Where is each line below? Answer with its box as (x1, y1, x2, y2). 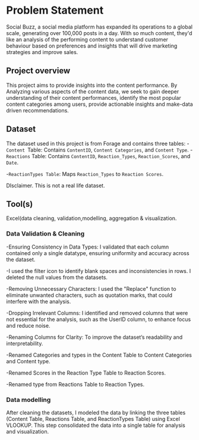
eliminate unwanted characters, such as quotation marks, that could (6, 291, 172, 298)
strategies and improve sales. (6, 48, 78, 55)
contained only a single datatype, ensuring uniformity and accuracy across (6, 249, 189, 256)
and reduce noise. (6, 322, 50, 329)
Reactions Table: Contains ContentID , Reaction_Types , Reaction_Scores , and (6, 152, 191, 159)
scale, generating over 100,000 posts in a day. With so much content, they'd (6, 29, 192, 36)
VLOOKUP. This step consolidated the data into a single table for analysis (6, 422, 185, 429)
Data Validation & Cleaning (6, 230, 85, 238)
